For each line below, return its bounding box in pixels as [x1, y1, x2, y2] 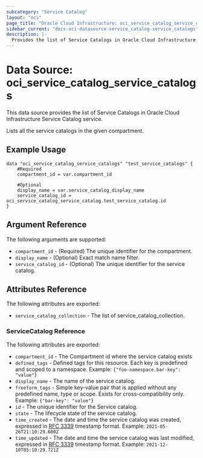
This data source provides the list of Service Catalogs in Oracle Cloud [6, 108, 180, 116]
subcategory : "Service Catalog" [6, 8, 88, 15]
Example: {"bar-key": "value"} [14, 396, 94, 403]
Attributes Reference [6, 284, 87, 294]
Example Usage [6, 145, 66, 155]
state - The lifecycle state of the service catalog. [14, 410, 138, 417]
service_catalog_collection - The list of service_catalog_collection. [14, 312, 185, 319]
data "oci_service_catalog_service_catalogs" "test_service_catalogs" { [6, 161, 193, 167]
